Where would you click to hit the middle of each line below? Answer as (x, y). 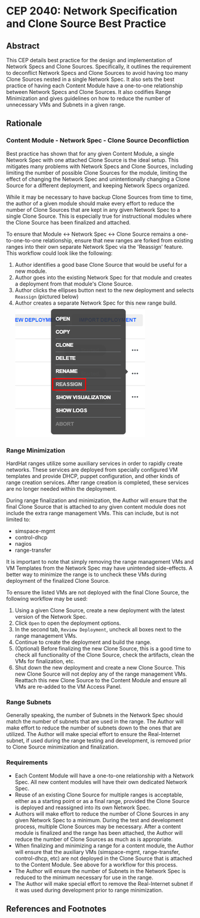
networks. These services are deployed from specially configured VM (92, 469)
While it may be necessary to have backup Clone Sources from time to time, (100, 197)
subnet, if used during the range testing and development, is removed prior (99, 741)
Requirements (27, 762)
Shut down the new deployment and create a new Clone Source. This (100, 667)
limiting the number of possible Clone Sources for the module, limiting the (97, 172)
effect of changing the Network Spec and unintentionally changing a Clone (98, 179)
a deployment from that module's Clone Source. (74, 284)
